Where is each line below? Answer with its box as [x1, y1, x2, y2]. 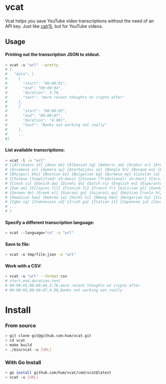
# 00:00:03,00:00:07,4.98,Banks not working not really [5, 288, 123, 293]
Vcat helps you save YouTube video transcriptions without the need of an [5, 18, 154, 24]
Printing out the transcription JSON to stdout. [5, 51, 100, 57]
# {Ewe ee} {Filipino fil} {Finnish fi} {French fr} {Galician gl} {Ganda [5, 186, 163, 191]
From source [5, 322, 36, 329]
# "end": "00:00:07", [5, 113, 63, 118]
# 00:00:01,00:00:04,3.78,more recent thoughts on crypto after [5, 283, 140, 288]
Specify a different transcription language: [5, 219, 95, 225]
